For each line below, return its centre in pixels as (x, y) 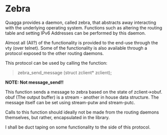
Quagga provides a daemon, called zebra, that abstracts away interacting (81, 22)
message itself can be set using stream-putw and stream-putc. (70, 102)
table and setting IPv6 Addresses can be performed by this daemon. (75, 33)
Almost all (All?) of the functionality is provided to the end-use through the (82, 42)
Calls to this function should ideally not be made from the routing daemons (82, 112)
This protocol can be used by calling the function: (56, 63)
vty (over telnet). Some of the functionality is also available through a (76, 48)
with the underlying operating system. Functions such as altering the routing (84, 27)
